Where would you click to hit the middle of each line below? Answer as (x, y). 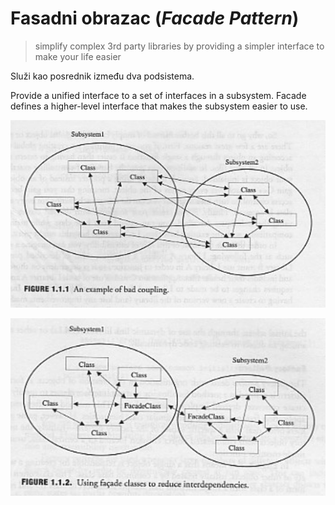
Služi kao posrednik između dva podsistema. (102, 76)
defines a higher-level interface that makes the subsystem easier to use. (159, 106)
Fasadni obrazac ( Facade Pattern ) (155, 18)
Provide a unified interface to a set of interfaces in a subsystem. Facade (158, 95)
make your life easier (78, 56)
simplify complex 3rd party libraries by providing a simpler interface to (179, 46)
